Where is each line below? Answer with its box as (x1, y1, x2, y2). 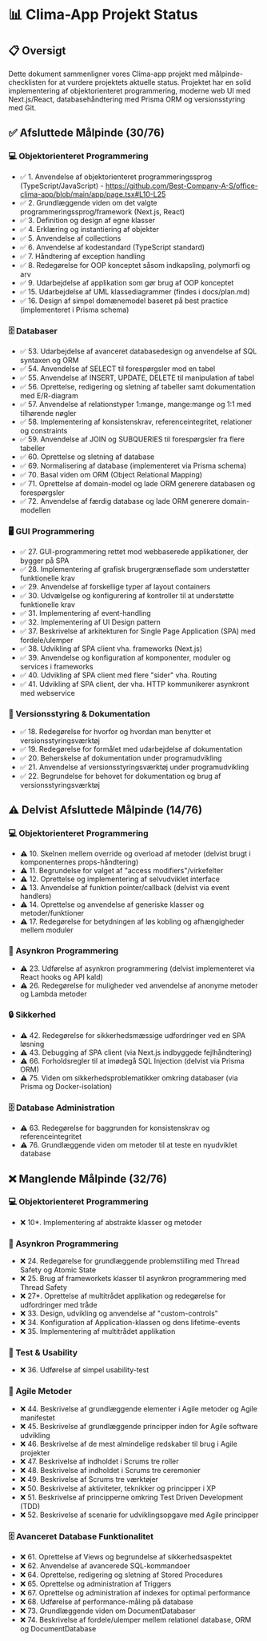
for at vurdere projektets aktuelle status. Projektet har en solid (47, 78, 252, 87)
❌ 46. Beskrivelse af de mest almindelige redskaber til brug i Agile (19, 1439, 237, 1448)
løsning (19, 1039, 45, 1048)
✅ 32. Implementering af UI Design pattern (19, 617, 161, 627)
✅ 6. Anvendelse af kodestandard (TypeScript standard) (19, 242, 205, 252)
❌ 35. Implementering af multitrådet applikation (19, 1327, 176, 1336)
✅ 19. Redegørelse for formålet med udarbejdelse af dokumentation (19, 744, 243, 753)
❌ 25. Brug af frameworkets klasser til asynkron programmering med (19, 1274, 247, 1284)
